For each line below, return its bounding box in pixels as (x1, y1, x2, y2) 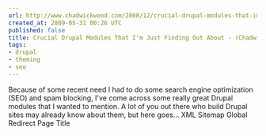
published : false (8, 26, 66, 34)
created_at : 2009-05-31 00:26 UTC (8, 19, 123, 27)
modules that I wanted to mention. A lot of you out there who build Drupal (8, 101, 248, 111)
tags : (8, 41, 26, 49)
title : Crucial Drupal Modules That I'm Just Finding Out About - (8, 33, 232, 42)
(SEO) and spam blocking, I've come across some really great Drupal (8, 93, 234, 103)
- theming (8, 56, 41, 64)
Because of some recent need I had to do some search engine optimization (8, 85, 253, 94)
